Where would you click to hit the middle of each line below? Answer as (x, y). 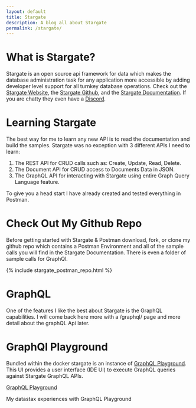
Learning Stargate (51, 123)
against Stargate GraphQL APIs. (45, 375)
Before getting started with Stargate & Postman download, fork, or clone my (98, 240)
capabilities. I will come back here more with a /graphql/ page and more (94, 317)
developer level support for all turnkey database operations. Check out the (97, 86)
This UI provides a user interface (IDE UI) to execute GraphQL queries (91, 370)
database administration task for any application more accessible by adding (98, 80)
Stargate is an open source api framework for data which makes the (89, 74)
